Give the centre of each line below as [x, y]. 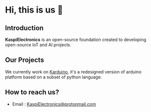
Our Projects [25, 60]
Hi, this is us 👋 [34, 10]
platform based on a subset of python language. [54, 77]
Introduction [24, 28]
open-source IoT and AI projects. [38, 45]
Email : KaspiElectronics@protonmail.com [54, 104]
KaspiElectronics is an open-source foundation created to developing [76, 39]
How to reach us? [32, 92]
